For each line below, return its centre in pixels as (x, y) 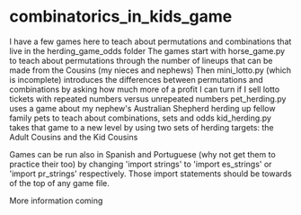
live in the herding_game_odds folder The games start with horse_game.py (147, 50)
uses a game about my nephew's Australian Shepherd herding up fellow (142, 108)
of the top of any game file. (60, 183)
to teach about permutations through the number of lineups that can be (141, 60)
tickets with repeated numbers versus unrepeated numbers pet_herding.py (148, 99)
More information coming (56, 201)
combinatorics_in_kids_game (121, 17)
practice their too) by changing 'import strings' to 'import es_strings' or (141, 164)
